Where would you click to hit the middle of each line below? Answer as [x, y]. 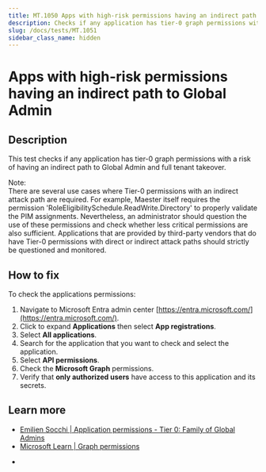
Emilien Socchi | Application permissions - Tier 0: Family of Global [127, 429]
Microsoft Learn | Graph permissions [80, 446]
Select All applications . [58, 335]
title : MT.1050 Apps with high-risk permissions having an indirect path [133, 15]
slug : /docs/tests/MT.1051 [53, 30]
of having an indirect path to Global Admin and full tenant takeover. [117, 167]
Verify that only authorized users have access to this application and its [137, 377]
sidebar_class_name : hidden [55, 38]
